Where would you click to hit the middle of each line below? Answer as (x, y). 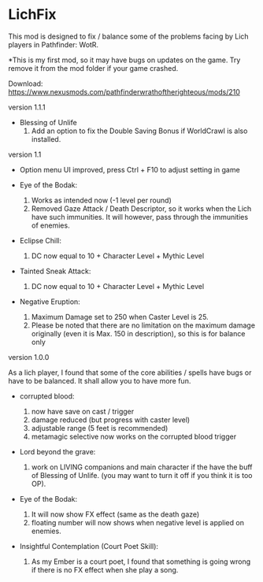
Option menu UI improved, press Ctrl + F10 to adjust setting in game (130, 169)
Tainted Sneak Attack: (55, 271)
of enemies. (50, 225)
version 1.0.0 (29, 357)
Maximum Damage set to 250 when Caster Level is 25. (120, 317)
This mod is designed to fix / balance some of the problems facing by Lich (129, 36)
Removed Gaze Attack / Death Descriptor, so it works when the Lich (141, 208)
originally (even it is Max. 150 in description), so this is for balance (138, 333)
